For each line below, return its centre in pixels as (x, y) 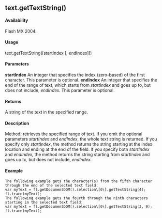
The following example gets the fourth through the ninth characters (77, 198)
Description (17, 123)
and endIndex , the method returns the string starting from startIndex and (77, 155)
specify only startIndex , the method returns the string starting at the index (79, 144)
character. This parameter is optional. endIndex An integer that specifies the (81, 80)
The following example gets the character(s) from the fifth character (79, 181)
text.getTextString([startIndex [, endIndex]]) (48, 53)
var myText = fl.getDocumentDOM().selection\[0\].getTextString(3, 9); (79, 206)
